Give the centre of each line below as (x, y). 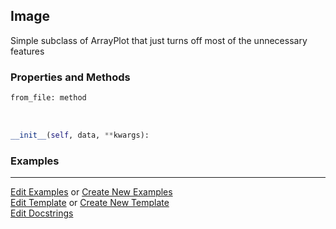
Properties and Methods (70, 77)
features (27, 51)
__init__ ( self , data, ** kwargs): (80, 135)
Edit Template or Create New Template (90, 203)
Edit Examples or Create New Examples (91, 192)
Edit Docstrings (42, 213)
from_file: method (48, 98)
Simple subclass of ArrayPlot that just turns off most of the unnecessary (159, 40)
